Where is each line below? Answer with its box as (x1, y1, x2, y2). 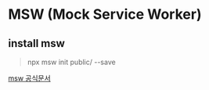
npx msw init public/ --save (27, 57, 116, 67)
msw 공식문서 (8, 74, 51, 83)
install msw (8, 37, 65, 50)
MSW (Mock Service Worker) (8, 5, 202, 23)
